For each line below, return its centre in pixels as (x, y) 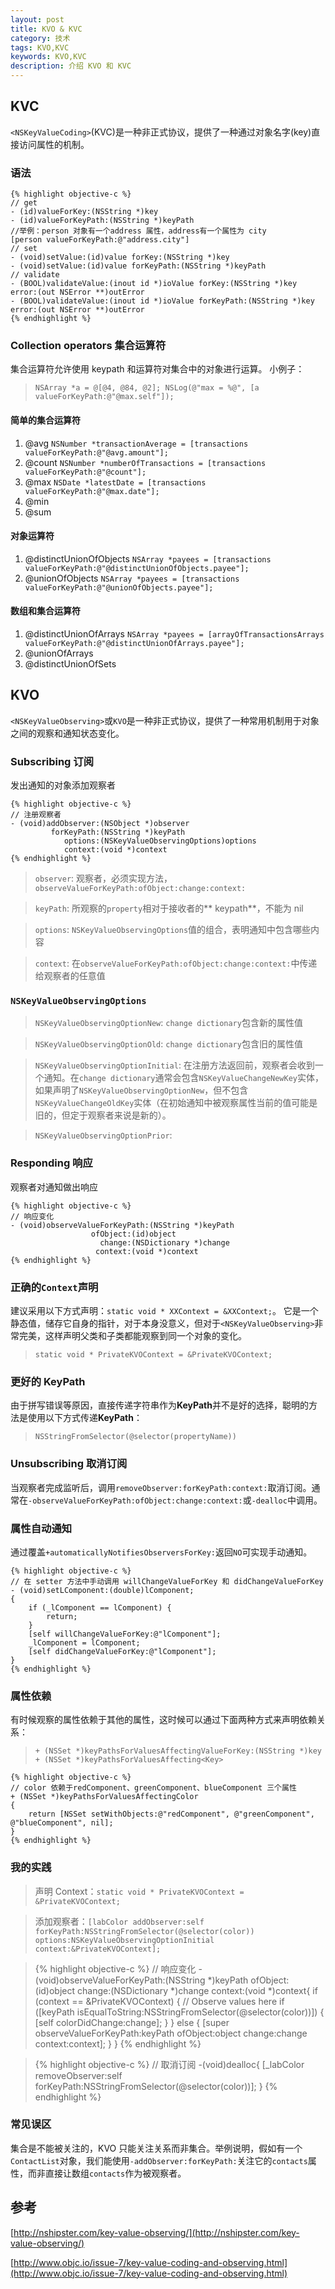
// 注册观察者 (36, 815)
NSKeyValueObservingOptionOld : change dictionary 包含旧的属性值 (168, 1044)
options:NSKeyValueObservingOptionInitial (124, 1940)
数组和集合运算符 (45, 611)
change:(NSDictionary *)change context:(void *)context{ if (197, 1990)
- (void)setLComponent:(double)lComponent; (102, 1590)
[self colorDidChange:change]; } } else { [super (132, 2022)
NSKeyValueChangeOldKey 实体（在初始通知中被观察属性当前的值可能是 (176, 1103)
